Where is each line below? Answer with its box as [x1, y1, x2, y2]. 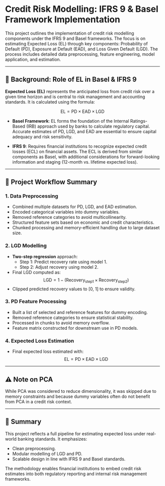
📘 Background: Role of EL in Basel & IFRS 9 [5, 75, 137, 84]
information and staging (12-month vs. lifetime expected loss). [12, 159, 138, 165]
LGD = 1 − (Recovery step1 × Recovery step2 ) [43, 277, 129, 284]
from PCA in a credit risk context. [5, 398, 72, 405]
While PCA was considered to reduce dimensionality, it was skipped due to [5, 388, 157, 394]
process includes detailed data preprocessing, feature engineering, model [5, 51, 155, 57]
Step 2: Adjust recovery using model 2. [19, 264, 99, 270]
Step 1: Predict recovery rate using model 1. [19, 259, 108, 265]
